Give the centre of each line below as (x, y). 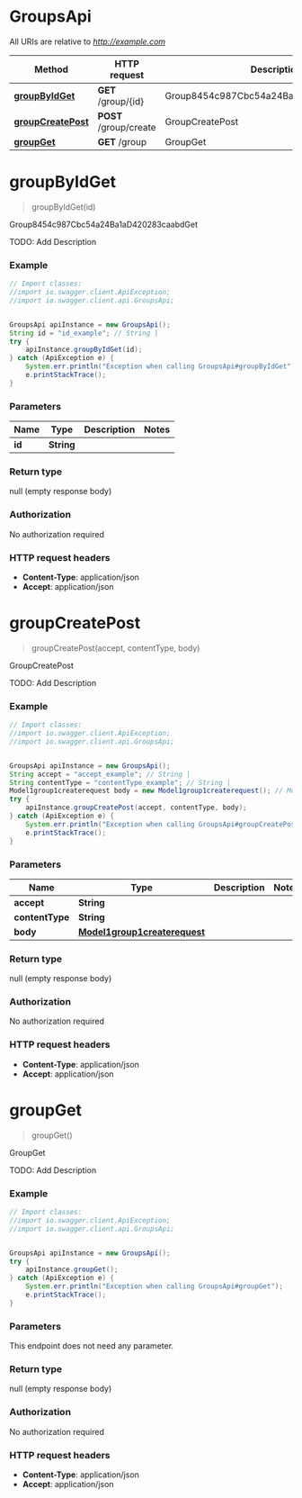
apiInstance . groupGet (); (72, 1270)
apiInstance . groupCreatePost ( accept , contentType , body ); (136, 808)
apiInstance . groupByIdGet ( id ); (84, 350)
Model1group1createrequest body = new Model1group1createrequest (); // (146, 791)
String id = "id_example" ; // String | (84, 333)
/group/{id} (121, 101)
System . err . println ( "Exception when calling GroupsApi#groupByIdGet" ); (162, 366)
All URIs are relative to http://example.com (88, 41)
